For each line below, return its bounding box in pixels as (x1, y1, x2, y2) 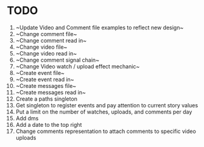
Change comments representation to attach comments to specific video (15, 127, 197, 135)
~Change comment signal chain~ (15, 56, 100, 63)
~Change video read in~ (15, 49, 77, 57)
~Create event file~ (15, 69, 65, 76)
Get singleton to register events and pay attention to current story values (15, 101, 199, 109)
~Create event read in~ (15, 76, 75, 83)
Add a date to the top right (15, 121, 82, 128)
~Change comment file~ (15, 30, 77, 37)
